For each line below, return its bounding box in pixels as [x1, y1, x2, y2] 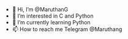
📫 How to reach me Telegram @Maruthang [12, 26, 122, 33]
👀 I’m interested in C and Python [12, 12, 94, 19]
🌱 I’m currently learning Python [12, 19, 91, 26]
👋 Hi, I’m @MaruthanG [12, 6, 69, 13]
